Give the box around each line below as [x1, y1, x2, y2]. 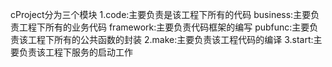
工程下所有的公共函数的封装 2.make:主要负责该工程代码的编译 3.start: [27, 34, 314, 45]
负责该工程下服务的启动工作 [18, 46, 133, 58]
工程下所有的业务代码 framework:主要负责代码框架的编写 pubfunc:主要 [18, 21, 310, 33]
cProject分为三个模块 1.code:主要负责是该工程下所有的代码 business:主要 [10, 9, 312, 20]
